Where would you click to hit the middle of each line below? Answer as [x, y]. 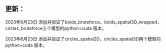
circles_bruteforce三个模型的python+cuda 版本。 [56, 28]
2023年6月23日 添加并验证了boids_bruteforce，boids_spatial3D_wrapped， [83, 22]
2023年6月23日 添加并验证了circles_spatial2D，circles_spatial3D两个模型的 [83, 38]
